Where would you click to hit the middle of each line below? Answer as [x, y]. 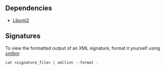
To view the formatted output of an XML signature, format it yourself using [83, 48]
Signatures [23, 36]
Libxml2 [21, 20]
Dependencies [29, 8]
